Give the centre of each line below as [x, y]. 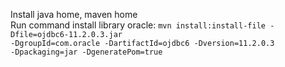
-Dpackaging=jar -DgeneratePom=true [86, 52]
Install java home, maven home [74, 14]
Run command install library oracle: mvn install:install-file [138, 25]
